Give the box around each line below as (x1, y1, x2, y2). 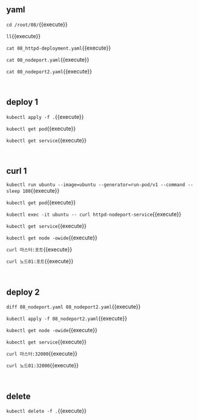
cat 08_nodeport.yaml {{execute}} (6, 56, 90, 63)
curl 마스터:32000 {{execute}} (6, 350, 77, 358)
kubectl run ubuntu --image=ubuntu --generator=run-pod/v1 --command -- (6, 182, 194, 188)
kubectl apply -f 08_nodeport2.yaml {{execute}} (6, 315, 128, 322)
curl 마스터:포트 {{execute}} (6, 246, 73, 253)
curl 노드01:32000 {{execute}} (6, 362, 79, 369)
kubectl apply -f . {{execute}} (6, 113, 84, 120)
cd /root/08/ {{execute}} (6, 21, 68, 28)
